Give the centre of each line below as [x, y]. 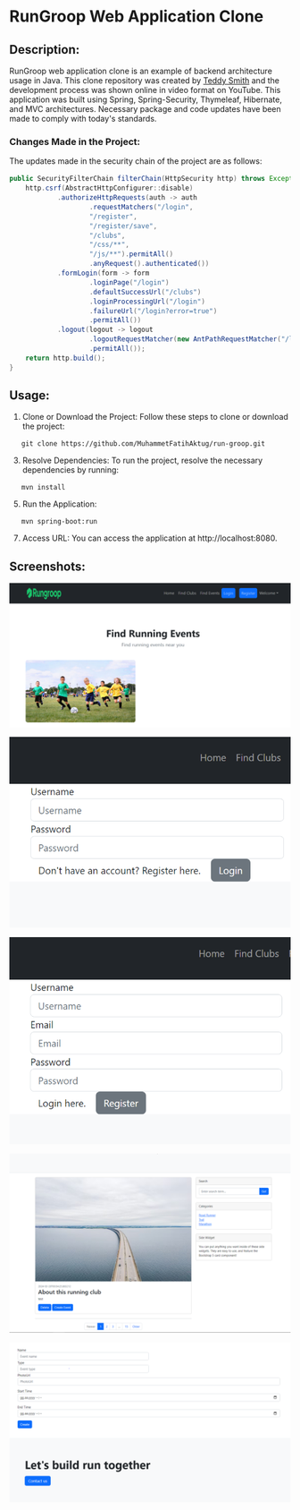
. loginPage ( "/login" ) [129, 282]
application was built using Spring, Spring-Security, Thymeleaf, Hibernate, [146, 99]
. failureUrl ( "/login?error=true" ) [153, 311]
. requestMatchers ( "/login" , [141, 207]
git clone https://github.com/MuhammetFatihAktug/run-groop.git [143, 444]
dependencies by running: [70, 470]
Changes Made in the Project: [75, 141]
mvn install [43, 488]
